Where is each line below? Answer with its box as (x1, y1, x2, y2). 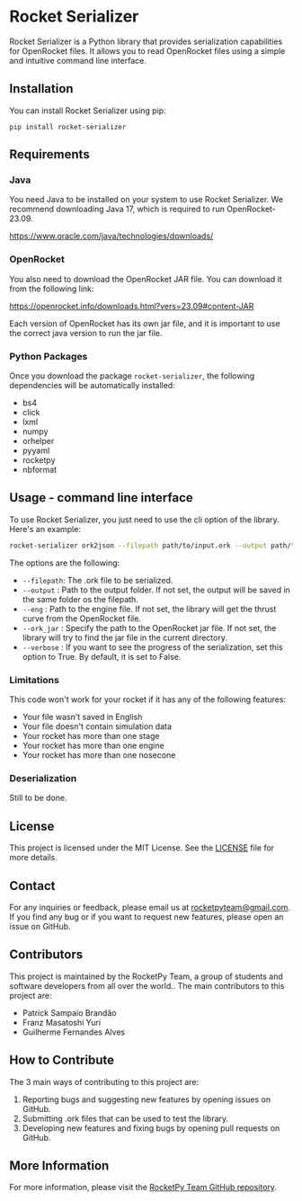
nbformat (22, 465, 58, 476)
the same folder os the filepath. (22, 593, 139, 604)
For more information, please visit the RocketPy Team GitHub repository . (9, 1182, 277, 1193)
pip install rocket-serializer (9, 122, 127, 131)
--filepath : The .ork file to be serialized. (22, 574, 173, 585)
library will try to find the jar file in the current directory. (22, 632, 227, 643)
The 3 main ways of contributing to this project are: (9, 1076, 200, 1087)
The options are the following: (9, 557, 120, 568)
